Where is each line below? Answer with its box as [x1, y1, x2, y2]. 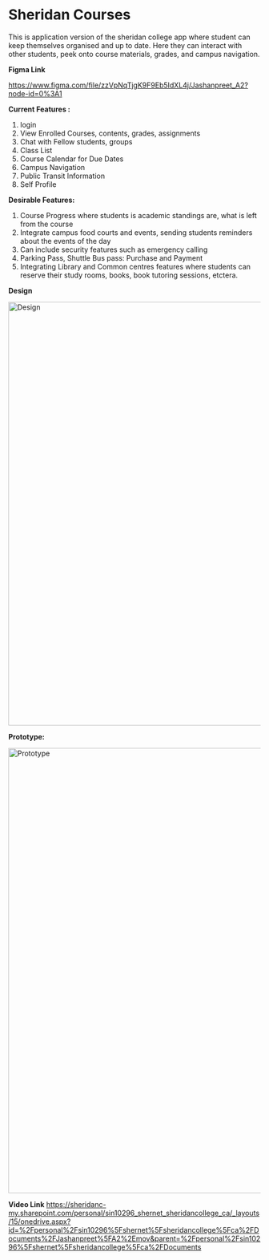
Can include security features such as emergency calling [19, 245, 208, 254]
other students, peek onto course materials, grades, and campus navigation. [8, 49, 260, 59]
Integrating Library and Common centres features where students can [19, 261, 251, 271]
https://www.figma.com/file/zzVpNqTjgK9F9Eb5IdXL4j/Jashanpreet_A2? [8, 80, 248, 90]
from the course [19, 219, 74, 229]
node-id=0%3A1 [8, 88, 62, 98]
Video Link [8, 1199, 45, 1209]
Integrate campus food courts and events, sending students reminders [19, 227, 253, 237]
